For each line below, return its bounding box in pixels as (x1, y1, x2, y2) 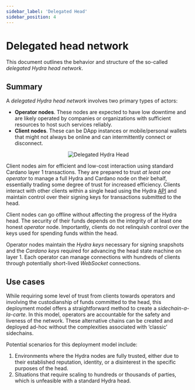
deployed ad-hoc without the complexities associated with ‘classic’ (6, 323, 168, 331)
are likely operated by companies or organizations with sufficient (14, 115, 171, 122)
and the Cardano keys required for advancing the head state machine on (6, 247, 182, 255)
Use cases (6, 276, 45, 287)
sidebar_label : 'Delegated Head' (6, 8, 88, 15)
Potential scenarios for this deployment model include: (6, 341, 138, 348)
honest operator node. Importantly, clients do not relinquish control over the (6, 224, 189, 231)
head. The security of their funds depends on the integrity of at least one (6, 217, 183, 224)
